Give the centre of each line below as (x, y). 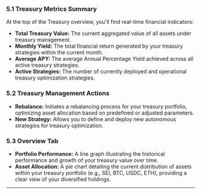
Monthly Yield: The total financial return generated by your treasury (99, 46)
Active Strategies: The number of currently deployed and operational (101, 72)
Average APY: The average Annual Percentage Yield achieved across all (104, 59)
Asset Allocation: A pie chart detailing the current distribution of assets (103, 167)
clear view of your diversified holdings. (63, 179)
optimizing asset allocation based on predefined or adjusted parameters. (104, 113)
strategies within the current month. (59, 53)
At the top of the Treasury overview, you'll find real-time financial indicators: (100, 22)
